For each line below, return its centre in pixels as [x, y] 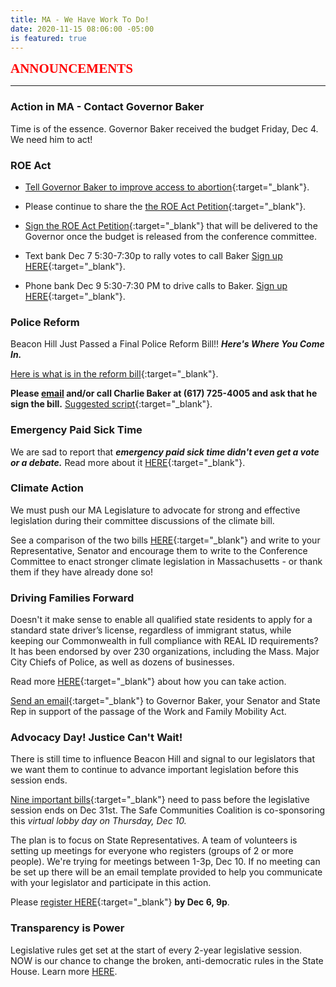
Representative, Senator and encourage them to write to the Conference [159, 550]
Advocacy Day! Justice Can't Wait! [96, 738]
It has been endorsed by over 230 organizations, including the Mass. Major [165, 652]
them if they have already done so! [81, 572]
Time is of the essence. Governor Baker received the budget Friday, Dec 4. [164, 128]
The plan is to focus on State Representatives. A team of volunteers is [154, 840]
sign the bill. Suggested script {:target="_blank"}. [111, 404]
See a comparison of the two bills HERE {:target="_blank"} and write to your [165, 540]
